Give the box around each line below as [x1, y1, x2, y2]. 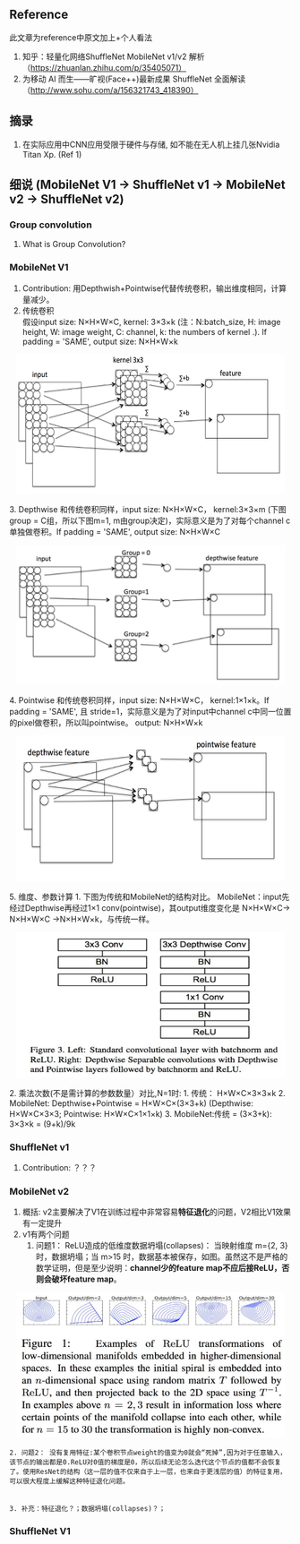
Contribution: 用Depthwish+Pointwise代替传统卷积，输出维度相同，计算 [21, 282, 287, 294]
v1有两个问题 [21, 1229, 70, 1239]
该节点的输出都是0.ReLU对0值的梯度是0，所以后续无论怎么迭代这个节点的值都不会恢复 [9, 1458, 282, 1467]
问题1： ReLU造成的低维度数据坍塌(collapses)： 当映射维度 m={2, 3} [35, 1240, 288, 1251]
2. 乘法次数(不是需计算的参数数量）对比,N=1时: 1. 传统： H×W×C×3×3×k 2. [9, 1087, 286, 1098]
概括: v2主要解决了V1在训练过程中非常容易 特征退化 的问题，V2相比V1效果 [21, 1206, 292, 1217]
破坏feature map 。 [51, 1274, 123, 1284]
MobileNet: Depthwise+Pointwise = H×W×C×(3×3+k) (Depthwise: [9, 1097, 253, 1109]
